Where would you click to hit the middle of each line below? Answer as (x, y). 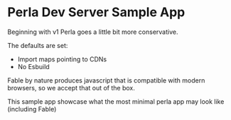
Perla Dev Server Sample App (96, 12)
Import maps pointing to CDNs (62, 59)
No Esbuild (33, 66)
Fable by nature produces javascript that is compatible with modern (106, 80)
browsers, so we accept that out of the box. (71, 88)
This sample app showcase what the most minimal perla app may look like (116, 101)
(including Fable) (32, 109)
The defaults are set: (38, 45)
